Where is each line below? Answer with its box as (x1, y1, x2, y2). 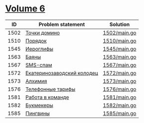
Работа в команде (25, 94, 70, 101)
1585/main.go (102, 110, 137, 117)
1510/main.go (102, 37, 137, 44)
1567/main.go (102, 61, 137, 68)
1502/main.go (102, 29, 137, 36)
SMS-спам (25, 61, 52, 68)
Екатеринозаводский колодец (25, 69, 98, 76)
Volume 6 (5, 3, 46, 14)
